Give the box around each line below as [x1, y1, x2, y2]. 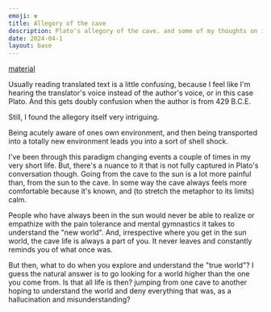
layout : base [8, 42, 52, 50]
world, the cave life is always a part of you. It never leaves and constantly [8, 236, 252, 246]
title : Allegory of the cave [8, 19, 106, 27]
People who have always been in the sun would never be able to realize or [8, 210, 255, 220]
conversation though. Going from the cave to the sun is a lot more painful [8, 169, 252, 179]
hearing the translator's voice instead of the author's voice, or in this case [8, 88, 254, 98]
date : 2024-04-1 [8, 34, 63, 43]
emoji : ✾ [8, 11, 38, 20]
